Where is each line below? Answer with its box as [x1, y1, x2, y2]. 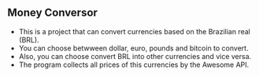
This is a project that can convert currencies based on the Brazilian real [18, 26, 251, 36]
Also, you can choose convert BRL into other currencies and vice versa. [18, 51, 252, 61]
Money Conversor [7, 6, 98, 19]
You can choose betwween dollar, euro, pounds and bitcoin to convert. [18, 43, 249, 53]
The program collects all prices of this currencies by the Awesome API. [18, 60, 250, 69]
